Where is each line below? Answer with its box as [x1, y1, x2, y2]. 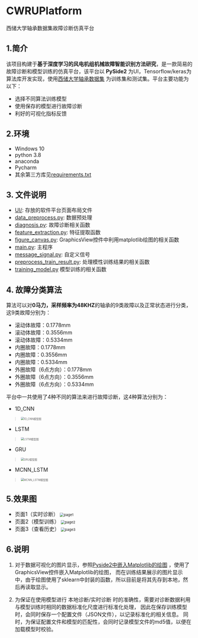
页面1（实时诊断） [14, 511, 59, 517]
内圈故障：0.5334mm [14, 359, 68, 366]
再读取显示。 [20, 583, 51, 590]
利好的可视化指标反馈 [14, 109, 67, 117]
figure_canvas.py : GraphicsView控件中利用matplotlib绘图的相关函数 [14, 236, 180, 243]
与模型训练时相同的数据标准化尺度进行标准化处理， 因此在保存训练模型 [14, 603, 187, 610]
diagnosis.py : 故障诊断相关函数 [14, 221, 90, 228]
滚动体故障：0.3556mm [14, 329, 73, 336]
